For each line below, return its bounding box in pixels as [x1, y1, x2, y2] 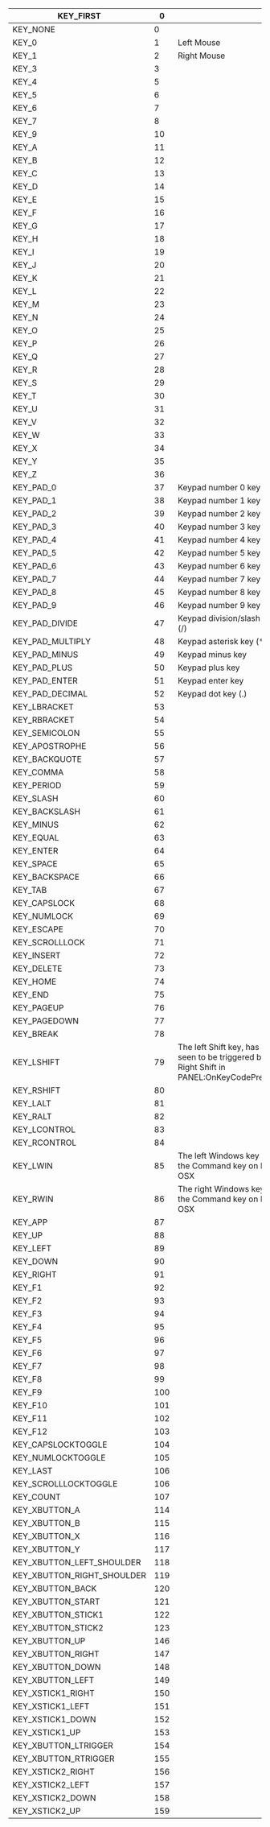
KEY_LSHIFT [12, 1056, 60, 1068]
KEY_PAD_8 [12, 587, 57, 597]
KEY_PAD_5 [12, 548, 57, 558]
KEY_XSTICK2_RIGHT [12, 1767, 95, 1777]
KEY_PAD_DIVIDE [12, 618, 79, 629]
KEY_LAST [12, 1465, 53, 1476]
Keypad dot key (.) [178, 688, 247, 699]
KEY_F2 [12, 1296, 43, 1306]
